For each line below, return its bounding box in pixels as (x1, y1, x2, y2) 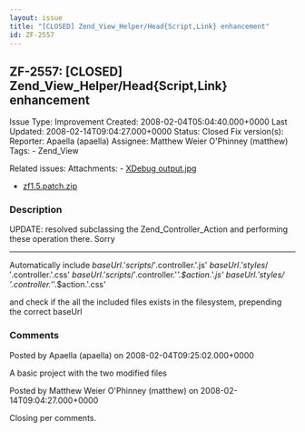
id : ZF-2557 (9, 30, 54, 39)
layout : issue (9, 13, 64, 23)
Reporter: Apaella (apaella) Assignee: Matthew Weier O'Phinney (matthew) (9, 136, 289, 146)
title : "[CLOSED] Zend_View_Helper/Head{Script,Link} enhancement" (9, 22, 271, 31)
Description (9, 204, 63, 216)
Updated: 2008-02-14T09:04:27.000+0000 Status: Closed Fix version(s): (9, 126, 284, 137)
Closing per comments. (9, 412, 97, 423)
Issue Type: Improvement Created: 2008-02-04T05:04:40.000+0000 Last (9, 116, 288, 127)
